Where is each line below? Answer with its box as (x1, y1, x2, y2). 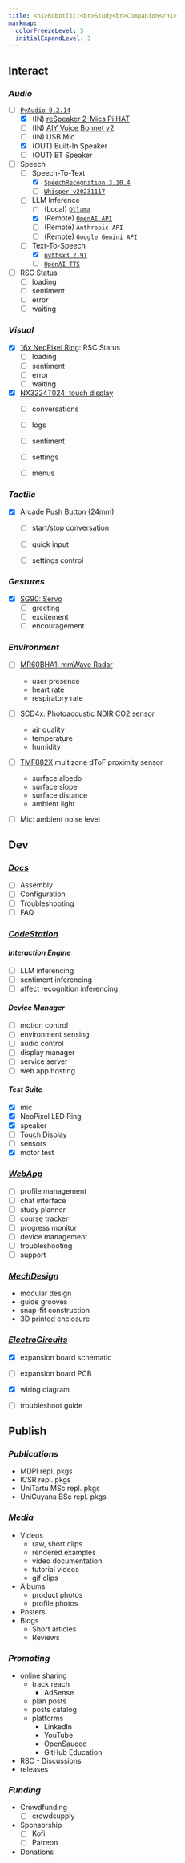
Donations (19, 1847, 54, 1857)
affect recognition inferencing (19, 984, 119, 993)
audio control (19, 1039, 64, 1049)
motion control (19, 1020, 69, 1030)
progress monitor (19, 1222, 78, 1232)
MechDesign (8, 1270, 59, 1281)
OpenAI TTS (43, 260, 80, 269)
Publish (8, 1425, 47, 1438)
